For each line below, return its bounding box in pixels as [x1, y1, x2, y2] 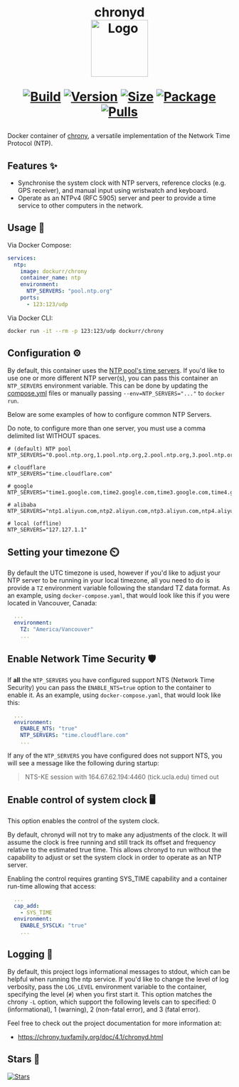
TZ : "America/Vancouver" [20, 626, 94, 633]
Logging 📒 [7, 948, 53, 960]
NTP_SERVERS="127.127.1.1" [7, 526, 87, 534]
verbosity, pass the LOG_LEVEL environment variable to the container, [7, 982, 207, 991]
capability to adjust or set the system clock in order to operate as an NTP [7, 853, 222, 861]
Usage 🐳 [7, 222, 45, 234]
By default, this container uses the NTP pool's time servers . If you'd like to [7, 366, 225, 374]
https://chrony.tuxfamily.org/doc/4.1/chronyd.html [17, 1032, 164, 1041]
